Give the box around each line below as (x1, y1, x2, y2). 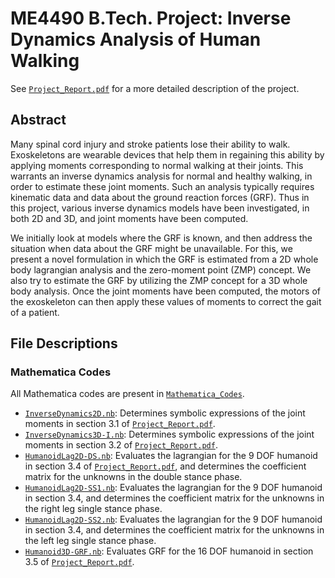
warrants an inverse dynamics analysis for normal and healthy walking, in (10, 170, 313, 182)
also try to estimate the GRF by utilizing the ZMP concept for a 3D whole (10, 274, 308, 286)
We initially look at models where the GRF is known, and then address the (10, 232, 313, 244)
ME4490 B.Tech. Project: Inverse (10, 7, 292, 30)
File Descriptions (10, 335, 118, 352)
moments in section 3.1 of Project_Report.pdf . (24, 418, 216, 430)
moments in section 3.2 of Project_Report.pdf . (24, 439, 218, 451)
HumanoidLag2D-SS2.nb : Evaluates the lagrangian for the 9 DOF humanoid (24, 513, 323, 526)
